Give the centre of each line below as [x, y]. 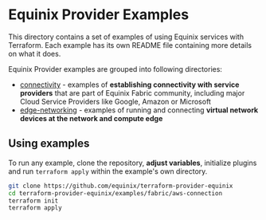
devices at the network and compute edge [91, 118]
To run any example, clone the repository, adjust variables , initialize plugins [133, 163]
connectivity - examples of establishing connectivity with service [129, 84]
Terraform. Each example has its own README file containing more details [130, 45]
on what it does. [35, 53]
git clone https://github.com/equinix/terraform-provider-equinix [121, 186]
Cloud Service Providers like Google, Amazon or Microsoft [115, 101]
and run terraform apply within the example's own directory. [108, 171]
